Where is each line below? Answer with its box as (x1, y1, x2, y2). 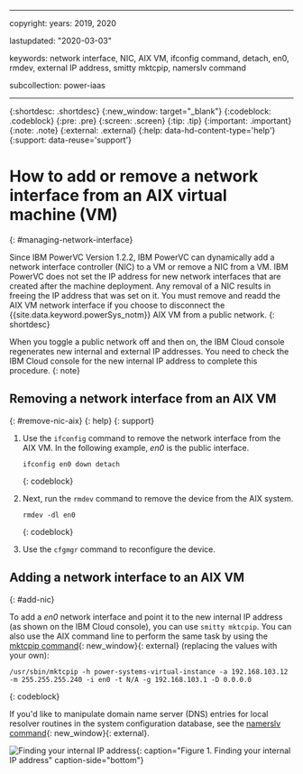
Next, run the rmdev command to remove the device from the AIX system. (22, 493, 294, 503)
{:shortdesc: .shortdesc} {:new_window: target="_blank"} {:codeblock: (9, 106, 272, 116)
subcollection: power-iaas (9, 80, 106, 90)
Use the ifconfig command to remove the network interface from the (22, 432, 281, 443)
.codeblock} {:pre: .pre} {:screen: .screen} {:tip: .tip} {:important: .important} (9, 115, 292, 126)
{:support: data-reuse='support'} (9, 134, 133, 145)
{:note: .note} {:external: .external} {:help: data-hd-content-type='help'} (9, 125, 276, 135)
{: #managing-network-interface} (9, 234, 133, 244)
